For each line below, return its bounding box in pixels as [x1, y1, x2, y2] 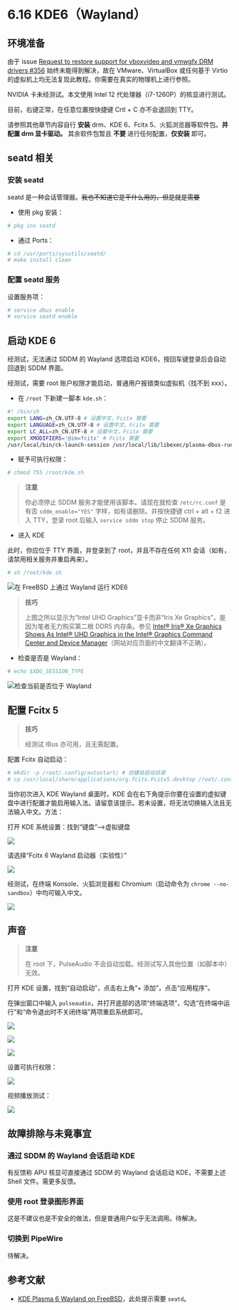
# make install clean [7, 257, 72, 264]
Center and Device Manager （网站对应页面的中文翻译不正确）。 [24, 638, 211, 648]
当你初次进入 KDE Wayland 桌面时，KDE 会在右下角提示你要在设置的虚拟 [7, 789, 221, 798]
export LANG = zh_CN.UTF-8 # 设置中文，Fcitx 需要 [7, 415, 147, 422]
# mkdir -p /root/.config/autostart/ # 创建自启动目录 [7, 769, 166, 776]
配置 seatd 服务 [7, 275, 60, 285]
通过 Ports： [17, 236, 55, 244]
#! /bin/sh [7, 408, 40, 416]
